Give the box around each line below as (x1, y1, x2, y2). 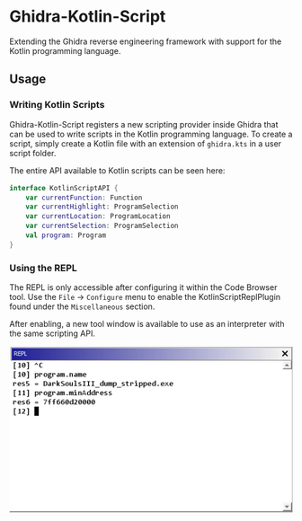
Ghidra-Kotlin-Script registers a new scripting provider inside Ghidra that (9, 119, 279, 129)
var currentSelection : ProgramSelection (25, 222, 179, 231)
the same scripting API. (9, 328, 96, 339)
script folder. (9, 147, 57, 158)
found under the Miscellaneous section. (9, 301, 155, 312)
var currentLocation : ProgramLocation (25, 212, 171, 221)
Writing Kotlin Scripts (9, 99, 105, 111)
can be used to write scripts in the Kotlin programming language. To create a (9, 128, 293, 139)
